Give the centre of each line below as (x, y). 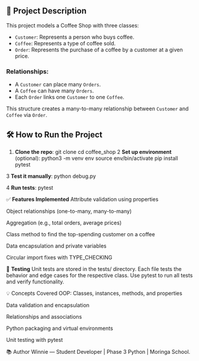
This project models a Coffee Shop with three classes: (72, 25)
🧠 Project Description (46, 11)
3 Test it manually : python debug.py (51, 176)
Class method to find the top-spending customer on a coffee (81, 234)
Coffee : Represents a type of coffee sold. (65, 43)
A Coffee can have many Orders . (54, 91)
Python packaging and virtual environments (60, 328)
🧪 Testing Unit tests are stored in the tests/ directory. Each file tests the (94, 269)
